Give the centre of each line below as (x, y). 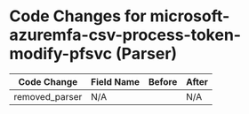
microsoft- (190, 16)
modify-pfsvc (61, 54)
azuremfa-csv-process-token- (125, 35)
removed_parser (48, 96)
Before (163, 81)
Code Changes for (78, 16)
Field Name (115, 81)
